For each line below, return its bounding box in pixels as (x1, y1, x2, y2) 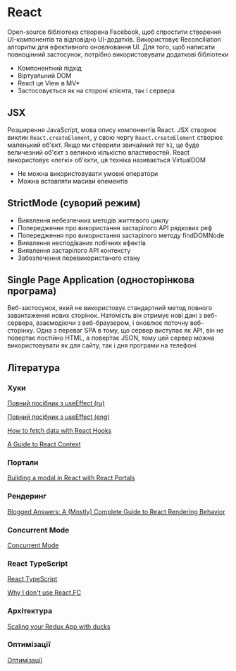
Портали (7, 457, 39, 467)
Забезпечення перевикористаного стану (17, 254, 141, 262)
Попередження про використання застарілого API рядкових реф (17, 223, 213, 232)
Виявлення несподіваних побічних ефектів (17, 238, 147, 247)
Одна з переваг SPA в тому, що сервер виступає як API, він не (36, 326, 224, 335)
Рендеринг (7, 492, 47, 501)
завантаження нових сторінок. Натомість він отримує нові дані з (7, 311, 202, 320)
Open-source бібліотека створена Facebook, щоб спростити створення (7, 28, 222, 36)
